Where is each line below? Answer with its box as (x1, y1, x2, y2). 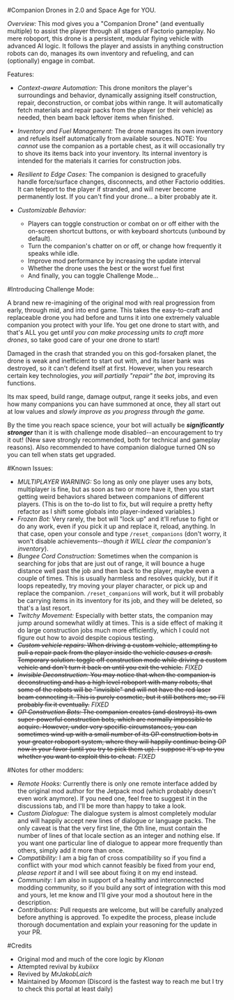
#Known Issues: (7, 464, 54, 472)
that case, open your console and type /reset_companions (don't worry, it (17, 530, 227, 537)
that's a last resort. (17, 604, 72, 612)
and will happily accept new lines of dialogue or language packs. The (17, 817, 216, 825)
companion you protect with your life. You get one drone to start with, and (7, 321, 219, 329)
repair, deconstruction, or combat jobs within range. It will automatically (17, 99, 224, 107)
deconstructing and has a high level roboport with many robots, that (17, 678, 212, 686)
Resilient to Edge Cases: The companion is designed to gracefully (17, 171, 207, 178)
